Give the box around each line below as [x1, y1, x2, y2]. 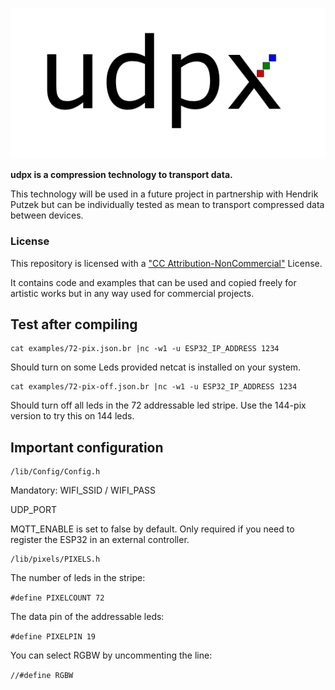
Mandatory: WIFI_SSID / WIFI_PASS [10, 484, 157, 497]
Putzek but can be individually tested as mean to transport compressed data [10, 199, 325, 211]
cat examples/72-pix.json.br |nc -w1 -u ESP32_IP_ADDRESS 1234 [10, 344, 280, 354]
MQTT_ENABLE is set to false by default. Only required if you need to [10, 523, 295, 535]
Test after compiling [10, 316, 138, 333]
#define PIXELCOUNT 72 [10, 593, 105, 603]
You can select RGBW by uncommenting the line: [10, 649, 213, 662]
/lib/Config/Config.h [10, 467, 101, 477]
